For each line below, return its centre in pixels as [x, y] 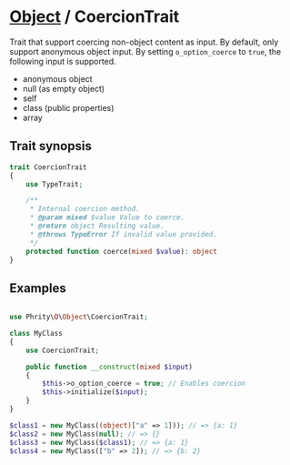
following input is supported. [63, 61]
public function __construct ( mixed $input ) [110, 367]
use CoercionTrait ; [63, 350]
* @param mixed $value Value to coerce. [107, 217]
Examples [38, 288]
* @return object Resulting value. [97, 226]
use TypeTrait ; [55, 184]
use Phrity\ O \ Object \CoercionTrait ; [79, 317]
